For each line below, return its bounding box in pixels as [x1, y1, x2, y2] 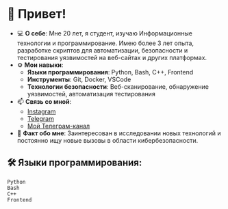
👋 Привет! [7, 6, 66, 22]
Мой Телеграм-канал [27, 122, 90, 130]
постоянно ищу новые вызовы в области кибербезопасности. [16, 136, 199, 144]
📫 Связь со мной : [16, 97, 72, 105]
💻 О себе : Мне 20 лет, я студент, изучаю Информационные [16, 29, 193, 37]
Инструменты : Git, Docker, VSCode [27, 75, 131, 83]
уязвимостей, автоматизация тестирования [27, 89, 155, 98]
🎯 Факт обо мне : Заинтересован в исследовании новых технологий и [16, 129, 221, 137]
